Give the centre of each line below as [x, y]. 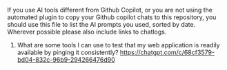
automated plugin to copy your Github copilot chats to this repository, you [112, 17]
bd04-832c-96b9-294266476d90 [66, 60]
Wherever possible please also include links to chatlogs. [87, 32]
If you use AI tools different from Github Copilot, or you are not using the [110, 10]
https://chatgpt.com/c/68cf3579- [167, 52]
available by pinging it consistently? [68, 52]
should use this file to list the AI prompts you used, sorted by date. [101, 24]
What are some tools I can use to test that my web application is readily [118, 45]
